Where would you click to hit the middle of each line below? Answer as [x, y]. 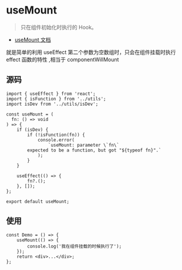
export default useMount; [38, 201]
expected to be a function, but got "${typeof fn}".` [94, 150]
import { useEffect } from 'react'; [51, 94]
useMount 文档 [33, 39]
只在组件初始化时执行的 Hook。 [58, 27]
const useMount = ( [30, 114]
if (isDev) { [33, 130]
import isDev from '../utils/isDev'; [52, 104]
